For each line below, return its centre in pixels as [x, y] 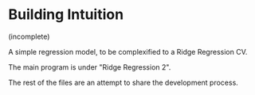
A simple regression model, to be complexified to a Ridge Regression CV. [128, 51]
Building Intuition [66, 15]
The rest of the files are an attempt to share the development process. [124, 82]
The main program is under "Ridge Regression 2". [90, 67]
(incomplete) [29, 36]
